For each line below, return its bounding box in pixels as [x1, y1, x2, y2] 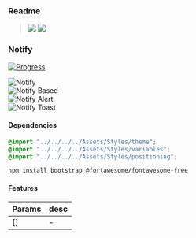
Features [8, 184, 38, 193]
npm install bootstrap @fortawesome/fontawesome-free [8, 167, 189, 175]
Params [12, 203, 42, 214]
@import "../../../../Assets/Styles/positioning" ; [8, 152, 178, 161]
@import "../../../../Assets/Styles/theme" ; [8, 138, 157, 146]
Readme [8, 6, 41, 17]
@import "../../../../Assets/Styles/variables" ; [8, 145, 171, 153]
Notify [8, 44, 33, 55]
